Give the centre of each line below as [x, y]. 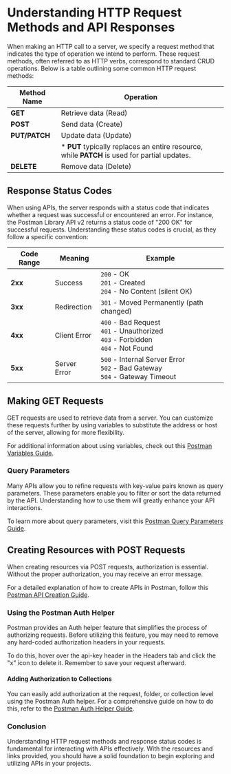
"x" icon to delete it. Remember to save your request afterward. [97, 662]
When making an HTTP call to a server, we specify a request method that [111, 46]
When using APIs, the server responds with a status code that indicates [108, 207]
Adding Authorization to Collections [59, 679]
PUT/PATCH [30, 135]
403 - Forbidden [126, 339]
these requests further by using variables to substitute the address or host [112, 425]
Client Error [73, 335]
